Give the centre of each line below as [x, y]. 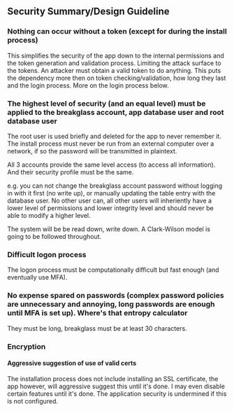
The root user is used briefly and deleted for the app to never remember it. [114, 136]
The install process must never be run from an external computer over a [111, 144]
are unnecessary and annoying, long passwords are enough [111, 304]
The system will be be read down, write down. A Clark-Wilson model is [109, 229]
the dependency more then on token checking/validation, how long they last [117, 78]
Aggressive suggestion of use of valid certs [72, 363]
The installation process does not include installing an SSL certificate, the [113, 378]
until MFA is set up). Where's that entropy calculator [97, 313]
